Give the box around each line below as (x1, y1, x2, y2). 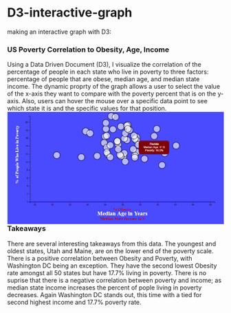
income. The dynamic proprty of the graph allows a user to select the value (7, 83, 221, 91)
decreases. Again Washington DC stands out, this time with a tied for (7, 290, 202, 299)
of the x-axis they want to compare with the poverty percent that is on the (7, 89, 217, 98)
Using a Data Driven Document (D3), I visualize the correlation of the (7, 61, 201, 69)
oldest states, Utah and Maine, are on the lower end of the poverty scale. (7, 246, 214, 255)
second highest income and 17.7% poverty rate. (7, 298, 142, 306)
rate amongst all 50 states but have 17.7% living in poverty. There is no (7, 268, 207, 277)
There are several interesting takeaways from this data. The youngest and (7, 239, 217, 248)
